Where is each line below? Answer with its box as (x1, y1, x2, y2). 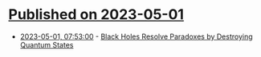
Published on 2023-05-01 (8, 6, 185, 24)
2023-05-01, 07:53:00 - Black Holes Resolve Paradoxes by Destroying (19, 32, 253, 41)
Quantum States (19, 40, 74, 49)
